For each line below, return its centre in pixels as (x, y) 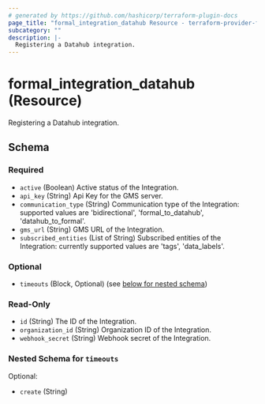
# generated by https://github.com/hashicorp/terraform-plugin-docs (123, 15)
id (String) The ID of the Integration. (78, 322)
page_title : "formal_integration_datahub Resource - (97, 23)
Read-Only (30, 304)
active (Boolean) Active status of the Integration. (99, 187)
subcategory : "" (35, 30)
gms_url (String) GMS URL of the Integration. (92, 229)
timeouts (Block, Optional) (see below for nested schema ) (113, 284)
